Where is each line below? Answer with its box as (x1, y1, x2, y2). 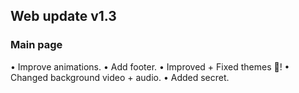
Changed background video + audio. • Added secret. (10, 71, 230, 83)
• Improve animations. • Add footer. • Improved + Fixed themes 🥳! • (10, 60, 290, 73)
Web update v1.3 (10, 8, 117, 25)
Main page (10, 38, 63, 52)
